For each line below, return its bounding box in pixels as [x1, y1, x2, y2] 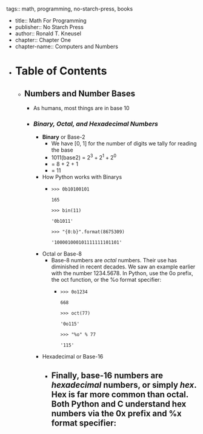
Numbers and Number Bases [24, 88, 135, 99]
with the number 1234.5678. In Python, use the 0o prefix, [51, 269, 194, 276]
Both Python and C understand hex [51, 399, 187, 410]
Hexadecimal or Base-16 [42, 352, 104, 360]
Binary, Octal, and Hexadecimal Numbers [33, 119, 159, 128]
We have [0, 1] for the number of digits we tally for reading [51, 140, 197, 147]
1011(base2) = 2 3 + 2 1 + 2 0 [51, 153, 117, 161]
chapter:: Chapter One [15, 37, 72, 43]
